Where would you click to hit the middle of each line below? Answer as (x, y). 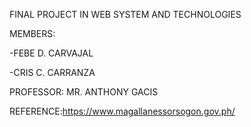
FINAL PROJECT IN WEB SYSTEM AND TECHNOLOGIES (125, 14)
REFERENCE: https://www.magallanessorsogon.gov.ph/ (122, 111)
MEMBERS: (32, 33)
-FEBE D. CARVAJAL (51, 53)
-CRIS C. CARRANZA (52, 72)
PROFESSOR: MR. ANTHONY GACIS (84, 92)
